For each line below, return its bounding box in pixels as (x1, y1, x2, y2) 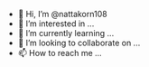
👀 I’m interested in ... (17, 18, 95, 29)
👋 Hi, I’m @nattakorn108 (17, 9, 107, 19)
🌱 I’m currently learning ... (17, 28, 115, 38)
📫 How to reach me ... (17, 48, 102, 58)
